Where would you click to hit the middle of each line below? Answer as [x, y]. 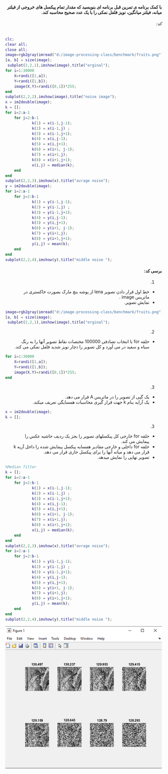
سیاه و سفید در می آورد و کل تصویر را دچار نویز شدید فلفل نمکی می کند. [82, 347]
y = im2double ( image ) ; [29, 186]
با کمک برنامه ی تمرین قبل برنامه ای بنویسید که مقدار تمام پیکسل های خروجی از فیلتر [84, 7]
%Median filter [21, 467]
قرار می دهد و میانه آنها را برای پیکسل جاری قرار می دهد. [96, 452]
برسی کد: [153, 271]
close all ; [16, 50]
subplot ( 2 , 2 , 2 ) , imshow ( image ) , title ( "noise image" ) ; [61, 97]
